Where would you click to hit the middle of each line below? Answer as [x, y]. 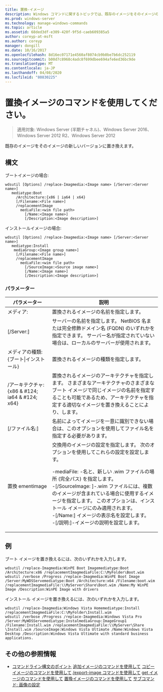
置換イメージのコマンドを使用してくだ [81, 103]
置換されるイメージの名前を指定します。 [98, 311]
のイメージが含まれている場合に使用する [98, 493]
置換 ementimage [27, 486]
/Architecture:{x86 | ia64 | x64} [51, 197]
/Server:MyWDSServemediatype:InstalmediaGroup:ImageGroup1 [66, 621]
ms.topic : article [24, 28]
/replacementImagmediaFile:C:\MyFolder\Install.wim [58, 612]
